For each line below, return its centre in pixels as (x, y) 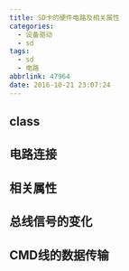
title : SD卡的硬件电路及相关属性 (64, 18)
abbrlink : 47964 (40, 77)
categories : (32, 26)
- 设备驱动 (35, 34)
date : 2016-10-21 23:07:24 (60, 85)
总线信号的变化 (51, 222)
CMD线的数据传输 (60, 255)
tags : (19, 51)
